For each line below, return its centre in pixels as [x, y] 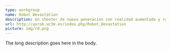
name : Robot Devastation [32, 15]
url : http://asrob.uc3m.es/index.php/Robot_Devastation [66, 24]
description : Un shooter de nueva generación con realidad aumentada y [83, 19]
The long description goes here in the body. [51, 43]
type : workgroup [22, 10]
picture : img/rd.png [27, 29]
